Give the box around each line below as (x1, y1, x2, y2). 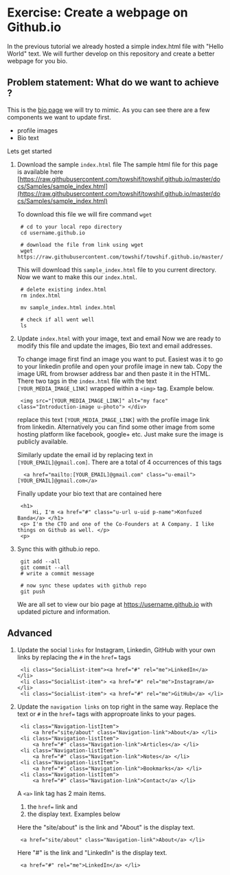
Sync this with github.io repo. (16, 544, 100, 553)
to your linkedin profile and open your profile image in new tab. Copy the (16, 362, 222, 370)
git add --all (20, 558, 61, 565)
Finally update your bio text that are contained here (16, 489, 162, 498)
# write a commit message (20, 570, 95, 577)
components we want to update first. (7, 113, 111, 121)
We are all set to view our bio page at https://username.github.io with (16, 600, 213, 608)
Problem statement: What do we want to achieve (7, 77, 220, 89)
